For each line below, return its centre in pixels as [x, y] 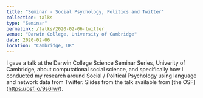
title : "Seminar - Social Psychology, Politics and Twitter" [85, 12]
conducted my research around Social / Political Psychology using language [101, 76]
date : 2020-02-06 [28, 40]
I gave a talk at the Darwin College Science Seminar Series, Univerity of [96, 63]
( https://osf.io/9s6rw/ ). [35, 88]
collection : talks [29, 18]
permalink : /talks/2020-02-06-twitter [55, 29]
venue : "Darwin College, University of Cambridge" [72, 34]
